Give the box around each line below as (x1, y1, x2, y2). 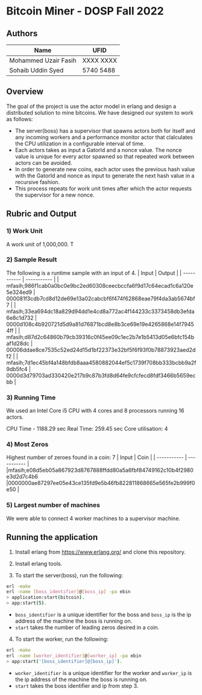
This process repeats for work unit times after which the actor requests (14, 185, 192, 192)
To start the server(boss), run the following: (14, 571, 124, 579)
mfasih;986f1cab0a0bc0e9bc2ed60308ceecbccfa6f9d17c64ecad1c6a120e (6, 282, 194, 289)
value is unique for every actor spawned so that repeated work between (14, 153, 195, 160)
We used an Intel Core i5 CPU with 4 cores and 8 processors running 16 (6, 407, 185, 414)
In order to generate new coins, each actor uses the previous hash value (14, 165, 195, 173)
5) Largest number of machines (6, 501, 101, 509)
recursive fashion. (14, 178, 60, 185)
